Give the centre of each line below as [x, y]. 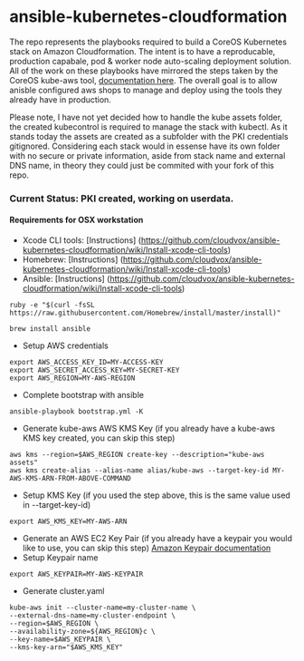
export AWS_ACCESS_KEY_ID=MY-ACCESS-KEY [87, 363]
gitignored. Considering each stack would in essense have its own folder [145, 146]
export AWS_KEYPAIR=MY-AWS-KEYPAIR [76, 574]
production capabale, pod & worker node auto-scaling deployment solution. [151, 61]
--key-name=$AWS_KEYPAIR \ [60, 640]
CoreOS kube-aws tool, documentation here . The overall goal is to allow [143, 80]
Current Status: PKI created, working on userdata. [122, 199]
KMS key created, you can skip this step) [99, 438]
